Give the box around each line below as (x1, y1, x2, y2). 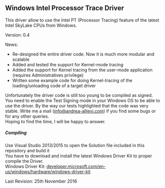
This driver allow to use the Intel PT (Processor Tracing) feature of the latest (5, 17, 159, 23)
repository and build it (5, 147, 50, 153)
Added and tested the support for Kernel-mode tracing (12, 61, 124, 67)
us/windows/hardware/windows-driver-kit (5, 168, 91, 175)
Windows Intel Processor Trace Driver (5, 4, 124, 12)
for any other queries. (5, 113, 49, 119)
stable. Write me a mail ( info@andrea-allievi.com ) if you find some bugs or (5, 108, 156, 114)
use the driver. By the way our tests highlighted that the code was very (5, 102, 149, 108)
